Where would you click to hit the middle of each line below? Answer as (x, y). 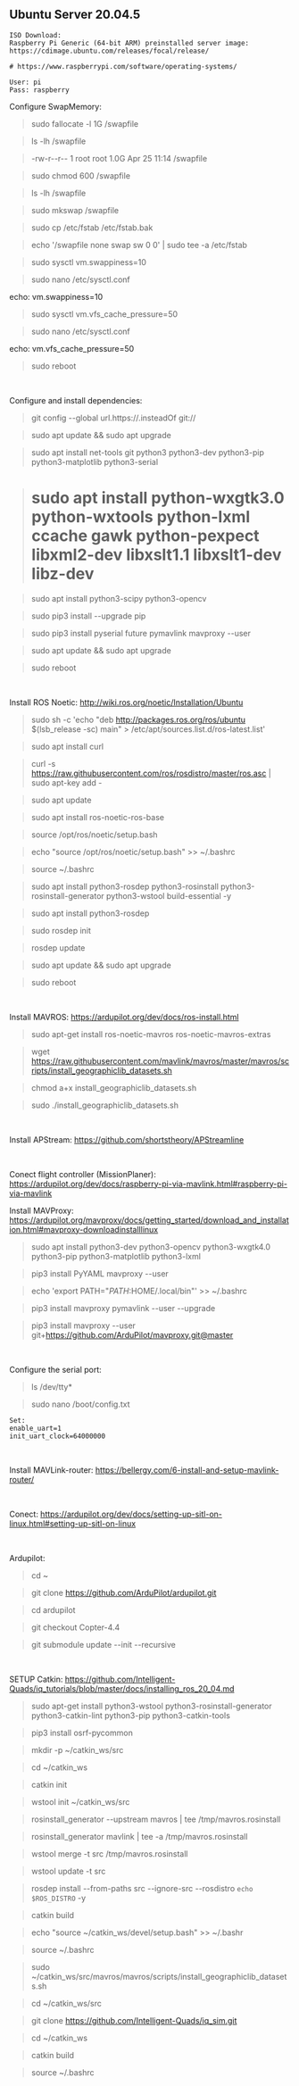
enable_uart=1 (36, 1428)
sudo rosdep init (61, 930)
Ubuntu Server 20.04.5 (75, 15)
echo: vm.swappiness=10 (56, 296)
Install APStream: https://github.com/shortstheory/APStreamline (127, 1139)
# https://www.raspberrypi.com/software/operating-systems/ (124, 66)
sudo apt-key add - (66, 782)
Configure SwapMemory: (56, 106)
